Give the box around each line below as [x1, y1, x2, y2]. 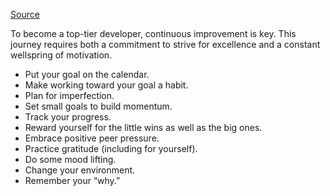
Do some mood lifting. [24, 154, 117, 165]
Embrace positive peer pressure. [24, 132, 160, 144]
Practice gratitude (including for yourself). [24, 143, 198, 154]
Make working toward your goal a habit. [24, 79, 189, 91]
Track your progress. [24, 111, 112, 123]
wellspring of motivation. [10, 49, 113, 61]
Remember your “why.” [24, 175, 121, 186]
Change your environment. [24, 164, 136, 176]
